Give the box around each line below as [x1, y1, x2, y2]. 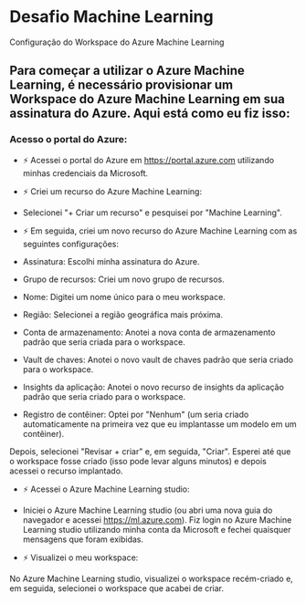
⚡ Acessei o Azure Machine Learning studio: [22, 483, 190, 494]
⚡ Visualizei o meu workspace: [22, 552, 139, 563]
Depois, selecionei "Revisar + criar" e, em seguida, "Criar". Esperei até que [9, 445, 291, 457]
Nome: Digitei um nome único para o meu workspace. [22, 291, 226, 302]
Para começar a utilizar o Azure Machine [9, 63, 245, 78]
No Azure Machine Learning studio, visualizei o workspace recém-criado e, [9, 573, 294, 584]
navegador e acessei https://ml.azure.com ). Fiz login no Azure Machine [22, 514, 292, 525]
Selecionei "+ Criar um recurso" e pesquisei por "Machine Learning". [22, 207, 283, 218]
